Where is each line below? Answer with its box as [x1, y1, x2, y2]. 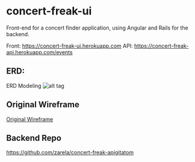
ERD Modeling [6, 82, 42, 89]
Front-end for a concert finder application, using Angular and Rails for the [6, 24, 188, 31]
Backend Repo [6, 132, 62, 143]
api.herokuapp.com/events [6, 48, 73, 55]
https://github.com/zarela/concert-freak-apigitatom [6, 149, 134, 156]
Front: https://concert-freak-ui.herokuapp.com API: [6, 42, 134, 49]
